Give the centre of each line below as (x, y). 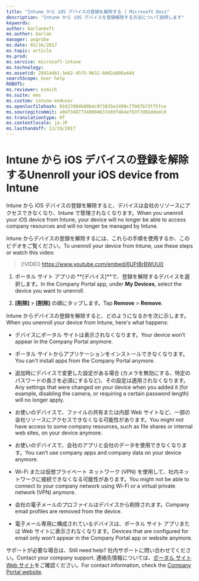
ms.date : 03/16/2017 (32, 45)
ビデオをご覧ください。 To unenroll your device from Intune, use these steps (100, 245)
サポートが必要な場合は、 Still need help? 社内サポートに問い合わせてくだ (96, 550)
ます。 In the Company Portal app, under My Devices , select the (104, 284)
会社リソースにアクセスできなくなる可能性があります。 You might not (99, 419)
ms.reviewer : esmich (32, 90)
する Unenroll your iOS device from (93, 175)
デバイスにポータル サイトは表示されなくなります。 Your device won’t (100, 334)
